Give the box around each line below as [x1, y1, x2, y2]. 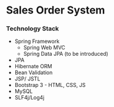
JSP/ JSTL [14, 75, 41, 82]
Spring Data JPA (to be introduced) [23, 51, 109, 58]
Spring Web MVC [23, 44, 66, 51]
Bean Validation [14, 69, 53, 76]
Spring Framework [14, 38, 60, 45]
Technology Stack [6, 25, 59, 33]
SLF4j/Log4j [14, 94, 45, 101]
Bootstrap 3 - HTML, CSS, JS [14, 82, 86, 89]
